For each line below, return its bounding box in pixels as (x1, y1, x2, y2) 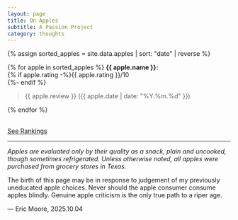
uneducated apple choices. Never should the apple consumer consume (7, 183, 216, 192)
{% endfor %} (7, 105, 48, 114)
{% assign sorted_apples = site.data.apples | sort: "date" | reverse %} (7, 50, 211, 58)
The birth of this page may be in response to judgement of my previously (7, 176, 220, 185)
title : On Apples (7, 17, 59, 24)
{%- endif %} (7, 79, 47, 87)
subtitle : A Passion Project (7, 23, 93, 30)
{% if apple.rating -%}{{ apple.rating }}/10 (7, 71, 130, 79)
